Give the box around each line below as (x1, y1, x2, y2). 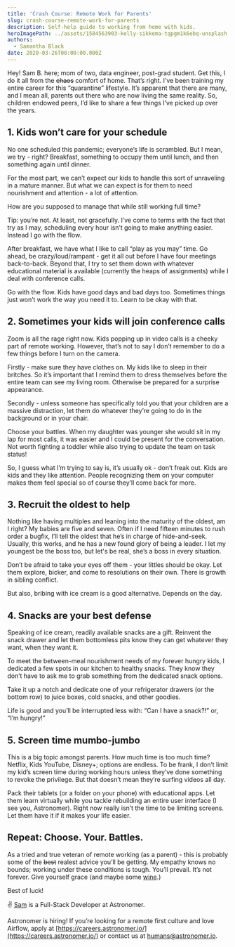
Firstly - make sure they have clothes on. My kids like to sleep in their (7, 363, 208, 371)
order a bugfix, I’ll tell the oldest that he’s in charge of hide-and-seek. (7, 532, 208, 541)
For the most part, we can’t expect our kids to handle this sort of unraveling (7, 174, 225, 182)
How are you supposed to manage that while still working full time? (7, 202, 201, 211)
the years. (7, 106, 36, 115)
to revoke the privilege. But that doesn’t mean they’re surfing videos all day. (7, 775, 226, 783)
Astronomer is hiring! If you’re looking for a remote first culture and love (7, 916, 215, 925)
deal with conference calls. (7, 274, 86, 282)
